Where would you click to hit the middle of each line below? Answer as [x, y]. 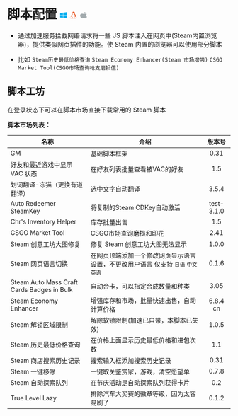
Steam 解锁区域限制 [39, 325]
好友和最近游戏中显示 [41, 164]
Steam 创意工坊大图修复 [45, 244]
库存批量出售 [109, 222]
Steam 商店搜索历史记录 [45, 360]
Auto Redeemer [33, 204]
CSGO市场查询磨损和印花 [127, 233]
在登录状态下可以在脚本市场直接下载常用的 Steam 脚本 [87, 110]
